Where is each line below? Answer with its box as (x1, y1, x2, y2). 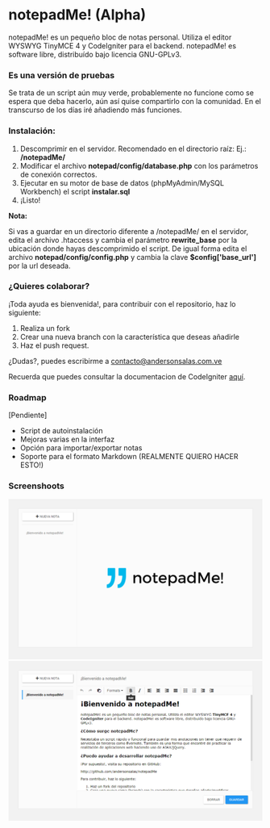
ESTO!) (19, 460, 44, 470)
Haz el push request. (19, 341, 89, 350)
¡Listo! (19, 195, 41, 205)
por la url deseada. (8, 261, 71, 270)
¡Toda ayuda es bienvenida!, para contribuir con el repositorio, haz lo (8, 299, 236, 308)
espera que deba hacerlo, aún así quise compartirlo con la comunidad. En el (8, 97, 262, 107)
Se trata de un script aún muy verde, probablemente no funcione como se (8, 88, 254, 98)
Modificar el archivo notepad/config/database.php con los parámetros (19, 161, 259, 170)
